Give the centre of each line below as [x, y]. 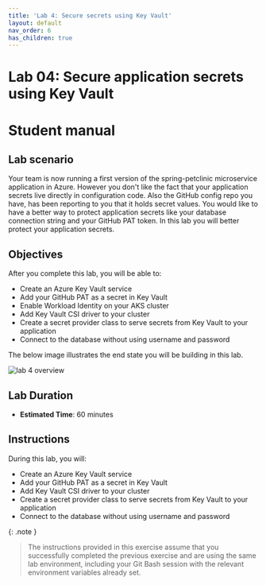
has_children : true [40, 38]
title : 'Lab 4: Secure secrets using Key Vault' [90, 15]
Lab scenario [41, 160]
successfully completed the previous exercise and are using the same [142, 555]
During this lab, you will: [48, 459]
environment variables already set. [84, 572]
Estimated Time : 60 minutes [66, 415]
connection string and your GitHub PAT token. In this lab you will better [124, 221]
